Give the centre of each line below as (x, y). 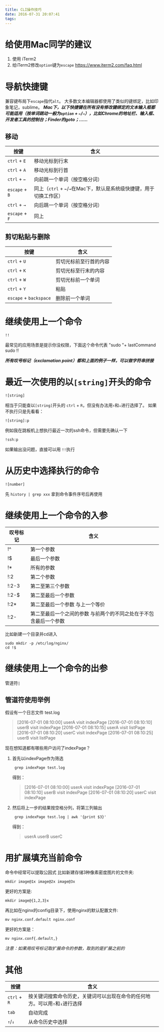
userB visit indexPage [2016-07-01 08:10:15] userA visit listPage (81, 728)
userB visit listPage (36, 738)
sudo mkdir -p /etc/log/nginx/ (37, 643)
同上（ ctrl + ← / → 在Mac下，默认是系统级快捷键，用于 (94, 189)
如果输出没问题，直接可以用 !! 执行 (40, 449)
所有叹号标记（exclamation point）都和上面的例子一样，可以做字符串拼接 (79, 360)
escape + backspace (29, 298)
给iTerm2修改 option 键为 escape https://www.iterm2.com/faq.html (77, 65)
